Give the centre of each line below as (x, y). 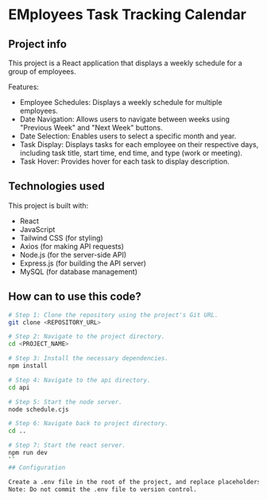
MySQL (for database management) (78, 271)
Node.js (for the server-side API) (73, 254)
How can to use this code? (75, 297)
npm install (28, 366)
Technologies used (56, 186)
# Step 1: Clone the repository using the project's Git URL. (113, 315)
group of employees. (43, 72)
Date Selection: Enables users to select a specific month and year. (128, 136)
